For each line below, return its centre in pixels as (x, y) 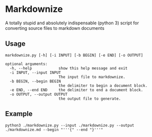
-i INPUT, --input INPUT (35, 72)
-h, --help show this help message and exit (69, 68)
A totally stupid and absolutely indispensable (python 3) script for (72, 23)
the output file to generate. (90, 99)
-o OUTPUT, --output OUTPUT (39, 94)
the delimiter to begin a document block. (103, 85)
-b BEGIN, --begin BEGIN (35, 81)
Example (19, 114)
